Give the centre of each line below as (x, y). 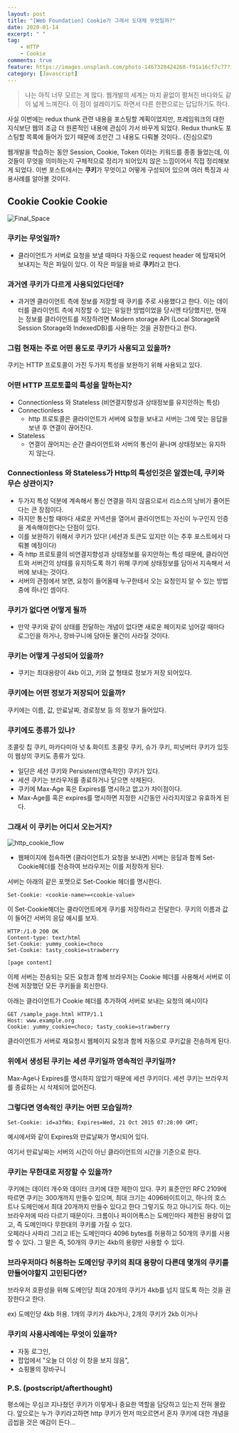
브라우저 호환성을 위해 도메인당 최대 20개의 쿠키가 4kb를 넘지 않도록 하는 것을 (116, 1290)
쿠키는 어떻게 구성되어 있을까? (56, 656)
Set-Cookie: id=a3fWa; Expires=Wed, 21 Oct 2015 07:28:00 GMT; (103, 1122)
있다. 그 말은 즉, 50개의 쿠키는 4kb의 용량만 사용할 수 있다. (103, 1242)
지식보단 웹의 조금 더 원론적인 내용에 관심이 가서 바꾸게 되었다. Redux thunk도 (116, 128)
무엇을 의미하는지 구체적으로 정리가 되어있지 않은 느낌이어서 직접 (115, 160)
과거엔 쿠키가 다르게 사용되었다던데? (66, 284)
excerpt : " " (27, 34)
